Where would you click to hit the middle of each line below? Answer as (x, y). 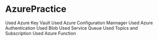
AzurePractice (36, 9)
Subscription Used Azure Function (41, 33)
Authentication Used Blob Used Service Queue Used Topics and (71, 28)
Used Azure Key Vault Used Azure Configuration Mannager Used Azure (79, 23)
